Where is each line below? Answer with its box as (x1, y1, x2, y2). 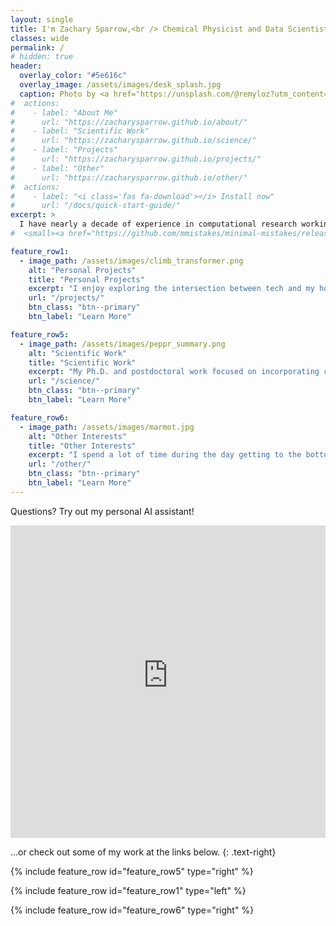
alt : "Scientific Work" (28, 348, 128, 358)
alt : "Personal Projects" (28, 265, 137, 275)
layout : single (10, 14, 74, 25)
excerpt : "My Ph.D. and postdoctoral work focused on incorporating (28, 367, 320, 377)
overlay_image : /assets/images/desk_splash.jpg (19, 80, 222, 90)
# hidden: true (10, 52, 74, 62)
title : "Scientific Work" (28, 357, 137, 368)
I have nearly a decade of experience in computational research (19, 219, 298, 230)
